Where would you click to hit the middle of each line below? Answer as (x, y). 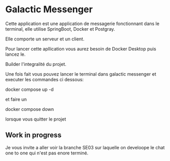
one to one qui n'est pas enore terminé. (47, 153)
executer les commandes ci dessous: (45, 79)
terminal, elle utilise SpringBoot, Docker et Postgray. (60, 29)
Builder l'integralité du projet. (36, 64)
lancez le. (15, 54)
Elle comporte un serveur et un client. (45, 39)
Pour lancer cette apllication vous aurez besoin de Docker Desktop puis (81, 49)
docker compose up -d (29, 89)
